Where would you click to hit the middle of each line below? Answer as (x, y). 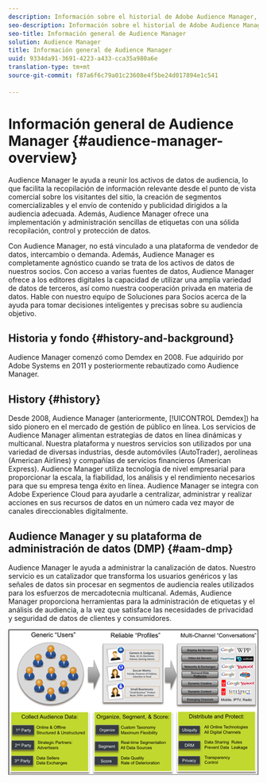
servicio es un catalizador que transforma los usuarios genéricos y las (123, 576)
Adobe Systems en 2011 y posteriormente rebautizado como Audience (124, 366)
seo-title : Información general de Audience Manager (97, 33)
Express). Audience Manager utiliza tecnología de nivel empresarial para (127, 469)
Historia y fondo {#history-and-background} (121, 338)
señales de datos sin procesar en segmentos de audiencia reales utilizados (131, 584)
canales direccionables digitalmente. (68, 511)
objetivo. (23, 313)
